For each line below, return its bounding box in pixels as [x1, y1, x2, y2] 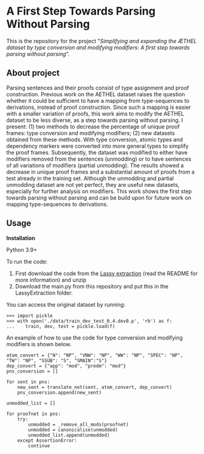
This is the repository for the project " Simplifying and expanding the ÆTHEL [6, 37, 197, 44]
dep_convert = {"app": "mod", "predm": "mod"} [6, 363, 126, 369]
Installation [6, 234, 35, 242]
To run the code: [6, 257, 48, 265]
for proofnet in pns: [6, 411, 61, 417]
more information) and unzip [15, 276, 87, 284]
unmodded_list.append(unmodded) [28, 432, 110, 438]
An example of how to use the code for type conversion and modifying [6, 334, 183, 341]
